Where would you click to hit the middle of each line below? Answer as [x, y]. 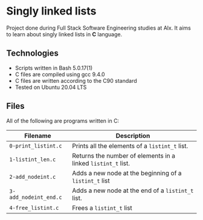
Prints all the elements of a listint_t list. [130, 146]
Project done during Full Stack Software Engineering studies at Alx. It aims [99, 28]
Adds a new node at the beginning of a [127, 173]
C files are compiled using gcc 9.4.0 [60, 74]
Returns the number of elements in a [124, 155]
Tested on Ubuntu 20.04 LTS [51, 87]
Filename [37, 135]
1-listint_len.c [33, 159]
